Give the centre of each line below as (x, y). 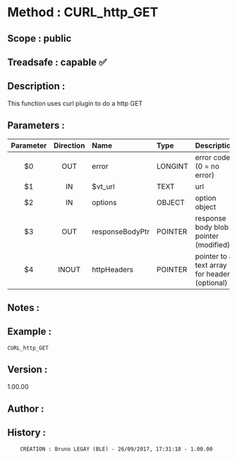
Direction (69, 145)
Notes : (24, 308)
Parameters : (36, 125)
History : (27, 433)
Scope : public (39, 38)
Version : (28, 370)
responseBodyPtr (121, 232)
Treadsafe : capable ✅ (57, 62)
